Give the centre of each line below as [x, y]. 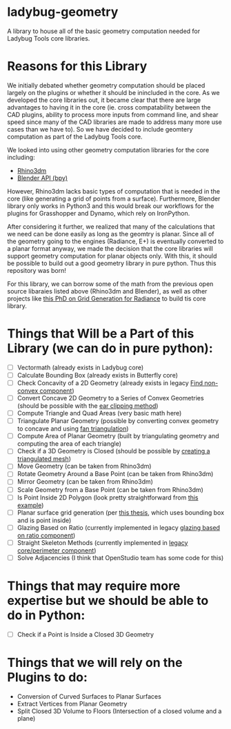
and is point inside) [44, 520]
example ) [30, 505]
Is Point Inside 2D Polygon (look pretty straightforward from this [108, 497]
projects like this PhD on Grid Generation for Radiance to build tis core [107, 298]
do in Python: [46, 616]
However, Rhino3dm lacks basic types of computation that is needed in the [114, 191]
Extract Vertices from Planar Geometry [72, 704]
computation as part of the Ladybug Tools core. [75, 136]
